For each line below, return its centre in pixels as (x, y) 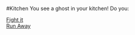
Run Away (19, 26)
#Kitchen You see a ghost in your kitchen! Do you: (68, 8)
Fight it (15, 20)
